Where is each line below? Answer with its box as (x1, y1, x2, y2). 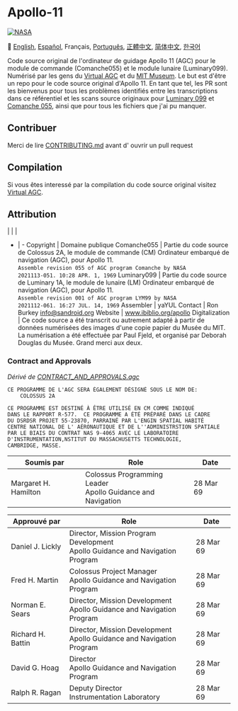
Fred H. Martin (11, 575, 59, 585)
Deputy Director (69, 683, 123, 693)
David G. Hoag (11, 663, 59, 673)
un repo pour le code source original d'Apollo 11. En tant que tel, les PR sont (7, 79, 228, 87)
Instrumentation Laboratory (69, 692, 161, 702)
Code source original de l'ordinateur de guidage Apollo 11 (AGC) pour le (7, 56, 216, 64)
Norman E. (11, 600, 46, 610)
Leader (84, 478, 109, 488)
